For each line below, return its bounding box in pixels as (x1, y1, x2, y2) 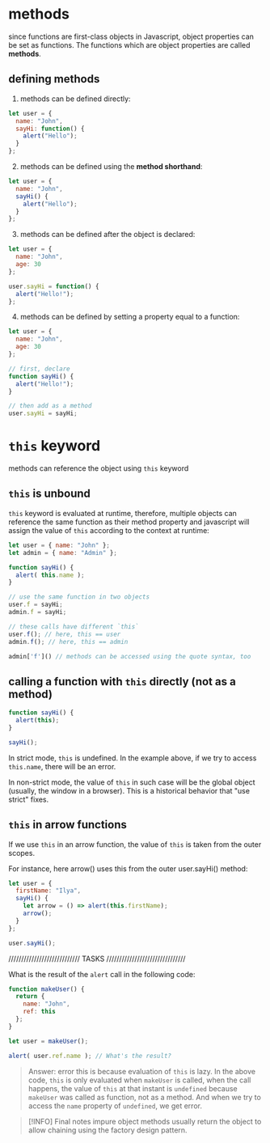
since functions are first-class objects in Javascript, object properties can (8, 32, 255, 41)
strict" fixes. (8, 794, 49, 804)
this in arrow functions (8, 818, 128, 832)
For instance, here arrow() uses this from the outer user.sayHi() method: (8, 863, 248, 874)
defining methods (8, 72, 100, 86)
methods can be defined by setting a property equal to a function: (19, 312, 240, 322)
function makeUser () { (8, 984, 85, 993)
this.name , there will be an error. (8, 761, 116, 771)
